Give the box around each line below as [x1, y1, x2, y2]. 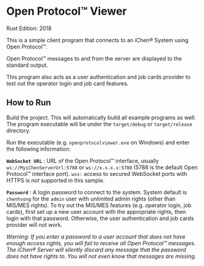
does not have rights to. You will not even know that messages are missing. [6, 253, 197, 260]
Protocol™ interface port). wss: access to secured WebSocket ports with [6, 170, 188, 177]
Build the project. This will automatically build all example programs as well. [6, 113, 197, 121]
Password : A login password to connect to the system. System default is [6, 188, 188, 196]
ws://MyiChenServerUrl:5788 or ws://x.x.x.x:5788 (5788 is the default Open [6, 164, 199, 171]
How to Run [6, 97, 51, 108]
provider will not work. [6, 221, 63, 228]
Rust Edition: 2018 [6, 25, 52, 32]
